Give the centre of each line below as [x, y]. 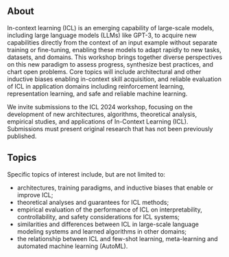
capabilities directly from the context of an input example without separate [112, 42]
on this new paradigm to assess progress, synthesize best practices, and [110, 64]
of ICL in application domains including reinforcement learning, [96, 86]
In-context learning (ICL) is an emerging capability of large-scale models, [111, 27]
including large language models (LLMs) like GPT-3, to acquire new [102, 35]
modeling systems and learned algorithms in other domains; [102, 231]
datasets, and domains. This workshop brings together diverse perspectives [115, 57]
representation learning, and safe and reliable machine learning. [97, 93]
